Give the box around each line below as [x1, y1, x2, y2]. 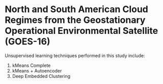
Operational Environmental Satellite [5, 25, 158, 36]
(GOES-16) [5, 36, 50, 48]
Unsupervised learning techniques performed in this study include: [5, 52, 146, 59]
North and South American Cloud [5, 4, 149, 15]
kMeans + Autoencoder [12, 67, 62, 74]
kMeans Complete [12, 62, 51, 68]
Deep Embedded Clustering [12, 73, 71, 79]
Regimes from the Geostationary [5, 14, 146, 26]
